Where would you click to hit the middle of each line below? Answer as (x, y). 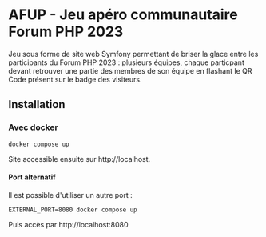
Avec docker (33, 127)
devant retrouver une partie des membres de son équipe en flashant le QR (131, 70)
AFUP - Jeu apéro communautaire (123, 15)
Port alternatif (32, 177)
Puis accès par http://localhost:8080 (69, 224)
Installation (37, 104)
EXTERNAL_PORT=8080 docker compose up (73, 210)
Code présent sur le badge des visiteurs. (75, 79)
